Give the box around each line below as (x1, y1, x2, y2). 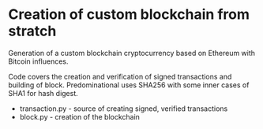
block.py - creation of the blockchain (19, 112, 141, 121)
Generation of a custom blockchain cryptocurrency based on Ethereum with (8, 48, 255, 57)
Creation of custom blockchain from (8, 6, 250, 24)
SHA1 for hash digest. (8, 88, 79, 98)
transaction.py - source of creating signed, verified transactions (19, 104, 228, 113)
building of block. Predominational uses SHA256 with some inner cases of (8, 80, 250, 90)
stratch (8, 22, 57, 40)
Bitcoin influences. (8, 57, 69, 66)
